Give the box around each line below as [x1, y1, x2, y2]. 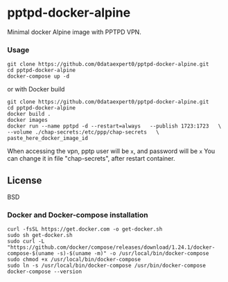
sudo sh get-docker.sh [7, 232, 73, 239]
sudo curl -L [7, 238, 45, 245]
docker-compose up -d [7, 73, 70, 80]
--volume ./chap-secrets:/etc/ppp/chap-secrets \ [7, 129, 159, 136]
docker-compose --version [7, 268, 82, 275]
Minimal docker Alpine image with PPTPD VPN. [7, 28, 142, 36]
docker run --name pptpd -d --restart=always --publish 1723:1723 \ [7, 123, 222, 130]
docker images [7, 116, 49, 124]
